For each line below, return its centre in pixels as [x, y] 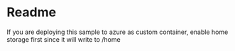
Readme [32, 12]
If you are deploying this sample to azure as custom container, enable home [117, 32]
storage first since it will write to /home [64, 39]
